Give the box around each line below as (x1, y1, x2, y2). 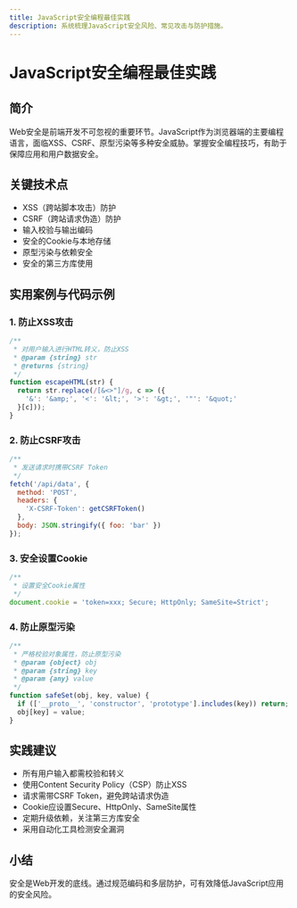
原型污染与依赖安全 (21, 247, 94, 258)
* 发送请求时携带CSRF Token (12, 463, 109, 472)
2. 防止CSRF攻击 (9, 433, 81, 446)
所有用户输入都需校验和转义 (21, 768, 125, 779)
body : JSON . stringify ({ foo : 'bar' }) (17, 521, 162, 531)
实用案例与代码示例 (9, 286, 115, 301)
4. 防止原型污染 (9, 621, 76, 633)
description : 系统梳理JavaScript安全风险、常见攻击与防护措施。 (9, 21, 227, 30)
